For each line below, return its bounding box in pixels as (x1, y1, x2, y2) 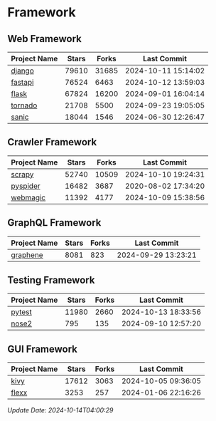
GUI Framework (7, 343, 78, 355)
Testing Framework (7, 274, 95, 286)
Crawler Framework (7, 136, 97, 148)
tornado (11, 100, 38, 110)
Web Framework (7, 33, 82, 45)
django (11, 66, 34, 76)
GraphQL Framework (7, 217, 102, 229)
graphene (11, 250, 44, 260)
